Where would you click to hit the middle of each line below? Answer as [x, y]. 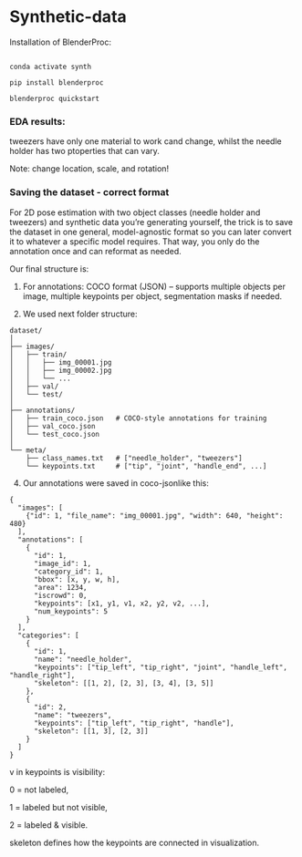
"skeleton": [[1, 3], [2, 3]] [91, 731]
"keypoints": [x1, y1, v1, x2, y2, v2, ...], [121, 604]
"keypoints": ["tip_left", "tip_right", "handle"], [134, 723]
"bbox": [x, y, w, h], [77, 579]
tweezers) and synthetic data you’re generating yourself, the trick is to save [151, 222]
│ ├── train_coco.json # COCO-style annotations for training [138, 418]
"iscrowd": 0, [61, 595]
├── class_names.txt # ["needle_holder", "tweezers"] [135, 458]
